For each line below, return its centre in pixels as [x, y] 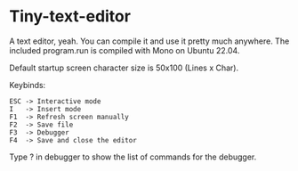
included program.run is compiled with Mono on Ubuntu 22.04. [125, 50]
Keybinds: [28, 85]
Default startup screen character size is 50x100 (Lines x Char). [124, 68]
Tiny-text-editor [70, 16]
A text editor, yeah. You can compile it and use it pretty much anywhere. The [149, 41]
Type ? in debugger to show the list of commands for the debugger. [133, 157]
